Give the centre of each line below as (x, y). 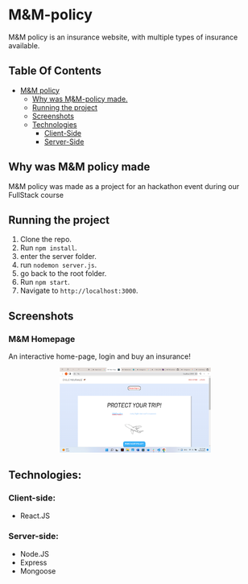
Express (33, 562)
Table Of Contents (55, 71)
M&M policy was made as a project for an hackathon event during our (124, 186)
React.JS (35, 516)
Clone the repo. (46, 240)
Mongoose (38, 571)
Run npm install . (49, 248)
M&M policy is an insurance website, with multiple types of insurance (123, 37)
